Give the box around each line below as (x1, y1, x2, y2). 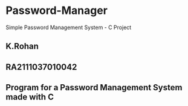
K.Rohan (5, 41, 39, 51)
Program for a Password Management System (5, 82, 183, 93)
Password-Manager (5, 4, 108, 18)
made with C (5, 92, 54, 102)
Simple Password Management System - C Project (5, 24, 132, 31)
